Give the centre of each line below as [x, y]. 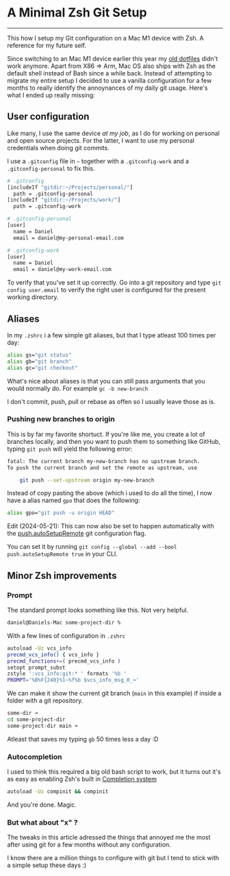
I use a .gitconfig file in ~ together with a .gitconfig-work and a [98, 161]
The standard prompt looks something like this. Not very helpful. [98, 610]
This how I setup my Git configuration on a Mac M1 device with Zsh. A [105, 38]
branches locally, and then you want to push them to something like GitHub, [114, 441]
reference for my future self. [47, 45]
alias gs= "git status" [39, 355]
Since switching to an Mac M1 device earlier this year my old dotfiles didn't [113, 58]
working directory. [33, 297]
